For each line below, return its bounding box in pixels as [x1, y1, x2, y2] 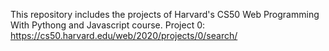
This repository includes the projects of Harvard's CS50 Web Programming [10, 9, 320, 20]
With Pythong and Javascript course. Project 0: [10, 19, 206, 31]
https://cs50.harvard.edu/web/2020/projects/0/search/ [10, 30, 238, 41]
